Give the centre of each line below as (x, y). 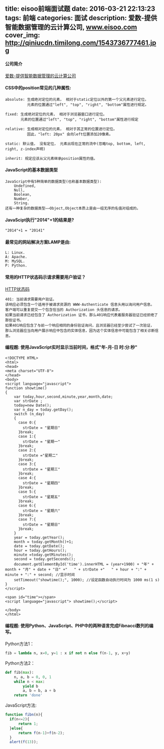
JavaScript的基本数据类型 (31, 170)
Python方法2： (20, 663)
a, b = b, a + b (39, 691)
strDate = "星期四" (41, 483)
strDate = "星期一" (41, 442)
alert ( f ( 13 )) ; (24, 742)
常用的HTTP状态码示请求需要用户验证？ (45, 277)
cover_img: (23, 35)
